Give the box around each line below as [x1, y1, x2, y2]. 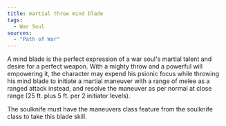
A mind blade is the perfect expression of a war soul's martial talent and [7, 55, 212, 63]
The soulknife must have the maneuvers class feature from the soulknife [7, 105, 213, 114]
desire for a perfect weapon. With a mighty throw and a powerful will [7, 62, 203, 71]
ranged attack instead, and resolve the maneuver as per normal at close [7, 84, 212, 93]
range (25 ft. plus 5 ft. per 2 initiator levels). [7, 91, 131, 100]
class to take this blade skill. [7, 112, 88, 121]
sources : [7, 29, 32, 37]
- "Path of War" [13, 36, 60, 43]
